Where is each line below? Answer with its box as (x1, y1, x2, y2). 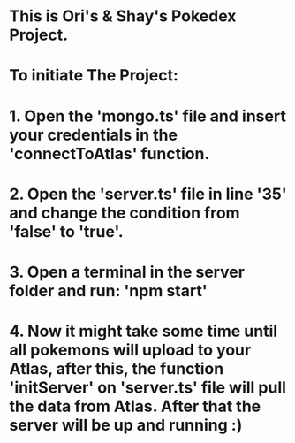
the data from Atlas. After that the (9, 396, 261, 416)
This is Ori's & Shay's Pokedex (9, 6, 237, 27)
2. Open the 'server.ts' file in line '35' (9, 184, 287, 204)
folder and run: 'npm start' (9, 280, 208, 301)
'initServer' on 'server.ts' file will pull (9, 378, 287, 398)
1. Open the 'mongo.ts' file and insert (9, 106, 287, 126)
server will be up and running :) (9, 416, 243, 435)
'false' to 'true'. (9, 221, 124, 241)
